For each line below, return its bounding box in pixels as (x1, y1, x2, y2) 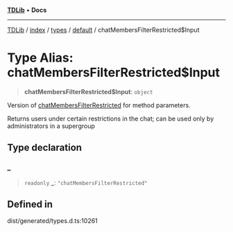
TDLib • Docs (7, 6, 47, 14)
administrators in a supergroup (7, 121, 95, 130)
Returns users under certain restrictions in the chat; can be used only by (7, 114, 214, 123)
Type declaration (7, 142, 82, 154)
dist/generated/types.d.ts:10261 (7, 217, 98, 225)
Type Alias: (7, 50, 74, 66)
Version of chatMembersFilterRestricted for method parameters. (7, 100, 191, 109)
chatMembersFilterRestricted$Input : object (24, 87, 153, 96)
